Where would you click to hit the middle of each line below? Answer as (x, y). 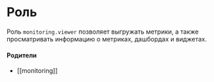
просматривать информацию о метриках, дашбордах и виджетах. (107, 39)
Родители (22, 55)
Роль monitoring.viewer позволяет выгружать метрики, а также (103, 32)
